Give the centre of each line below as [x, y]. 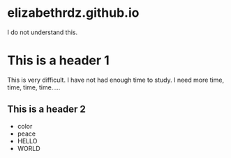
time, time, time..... [34, 87]
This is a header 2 [46, 109]
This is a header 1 [58, 60]
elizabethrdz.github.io [73, 13]
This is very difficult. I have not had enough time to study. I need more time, [116, 80]
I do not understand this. [43, 32]
